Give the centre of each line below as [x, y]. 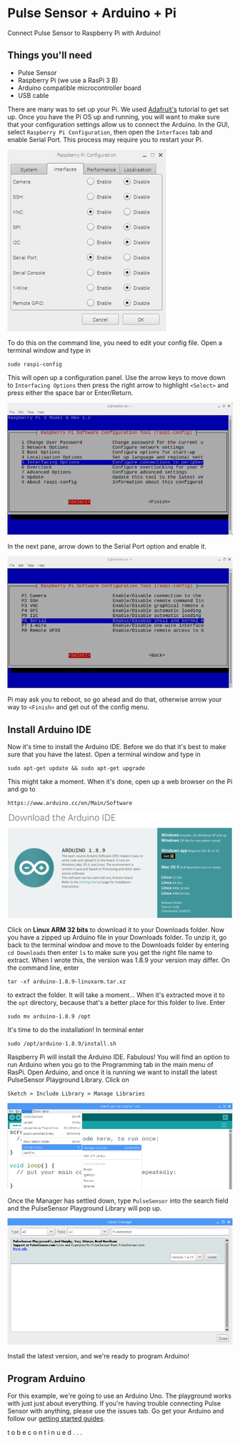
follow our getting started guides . [56, 1418]
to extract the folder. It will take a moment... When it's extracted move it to [116, 995]
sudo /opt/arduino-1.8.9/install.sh [62, 1044]
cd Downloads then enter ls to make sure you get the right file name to [110, 953]
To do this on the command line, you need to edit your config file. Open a [115, 342]
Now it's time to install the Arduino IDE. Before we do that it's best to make [117, 747]
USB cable [33, 95]
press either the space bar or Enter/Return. [70, 392]
